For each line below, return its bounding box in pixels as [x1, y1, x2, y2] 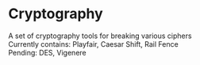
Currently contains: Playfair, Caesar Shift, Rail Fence [8, 39, 179, 48]
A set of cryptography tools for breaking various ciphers [8, 31, 192, 40]
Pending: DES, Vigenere [8, 48, 87, 57]
